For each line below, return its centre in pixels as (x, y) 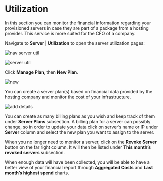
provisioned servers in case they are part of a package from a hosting (77, 28)
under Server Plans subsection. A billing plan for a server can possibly (78, 121)
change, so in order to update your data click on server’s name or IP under (81, 127)
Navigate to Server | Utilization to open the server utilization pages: (75, 43)
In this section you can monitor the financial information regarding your (78, 23)
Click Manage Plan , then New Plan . (42, 72)
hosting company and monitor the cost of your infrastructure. (68, 97)
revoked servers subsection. (35, 152)
